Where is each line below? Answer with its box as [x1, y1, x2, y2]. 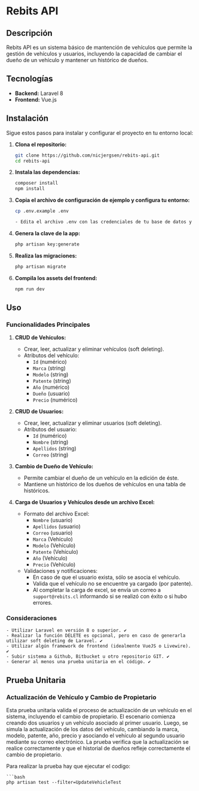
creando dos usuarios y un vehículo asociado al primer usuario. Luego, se [6, 719, 188, 726]
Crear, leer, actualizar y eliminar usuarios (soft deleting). [23, 419, 163, 427]
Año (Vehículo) [32, 554, 68, 562]
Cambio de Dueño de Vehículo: [14, 463, 94, 470]
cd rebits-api [14, 158, 50, 164]
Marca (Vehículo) [32, 536, 74, 543]
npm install [14, 186, 45, 192]
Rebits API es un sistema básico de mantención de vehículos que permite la [6, 44, 192, 51]
